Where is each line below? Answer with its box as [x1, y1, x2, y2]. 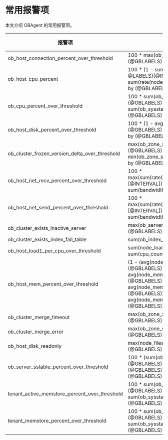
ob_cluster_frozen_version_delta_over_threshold [7, 150, 120, 157]
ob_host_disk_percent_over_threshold [7, 126, 96, 133]
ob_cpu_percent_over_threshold [7, 102, 83, 109]
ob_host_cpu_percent [7, 75, 58, 82]
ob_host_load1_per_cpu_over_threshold [7, 247, 101, 254]
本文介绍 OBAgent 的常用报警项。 [5, 22, 74, 28]
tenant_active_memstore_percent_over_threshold [7, 390, 123, 397]
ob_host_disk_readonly [7, 342, 62, 349]
